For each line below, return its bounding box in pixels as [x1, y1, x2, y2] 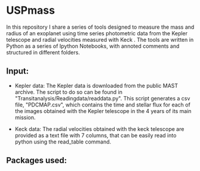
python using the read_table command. [14, 138, 112, 145]
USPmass [6, 4, 56, 17]
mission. [14, 114, 36, 121]
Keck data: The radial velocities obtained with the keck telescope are [14, 125, 184, 132]
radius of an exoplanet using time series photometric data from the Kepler [6, 29, 188, 36]
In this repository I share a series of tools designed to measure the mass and [6, 23, 195, 30]
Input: [6, 66, 29, 77]
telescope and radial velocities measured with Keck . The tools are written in [6, 36, 194, 43]
